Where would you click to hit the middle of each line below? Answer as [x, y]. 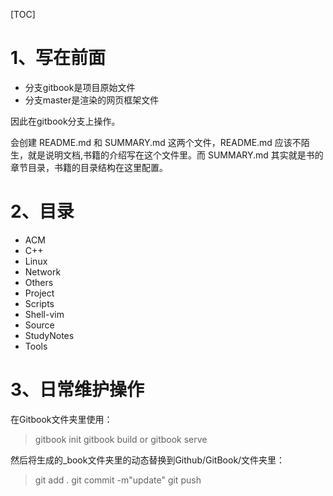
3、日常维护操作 [77, 390]
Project [39, 293]
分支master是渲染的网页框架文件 [92, 100]
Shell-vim [44, 314]
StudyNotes [49, 335]
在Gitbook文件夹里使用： [61, 419]
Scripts [39, 303]
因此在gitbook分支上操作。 [65, 121]
